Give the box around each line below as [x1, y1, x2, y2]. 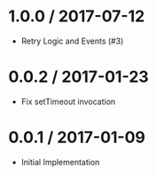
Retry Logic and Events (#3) [20, 36, 124, 46]
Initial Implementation [20, 156, 100, 167]
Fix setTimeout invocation [20, 96, 116, 107]
